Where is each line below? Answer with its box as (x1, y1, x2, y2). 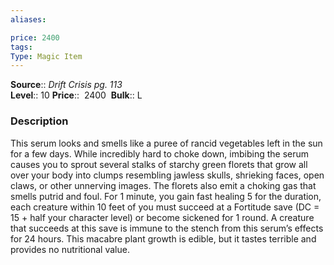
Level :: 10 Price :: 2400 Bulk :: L (10, 89, 143, 101)
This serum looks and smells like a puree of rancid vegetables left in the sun (10, 137, 323, 149)
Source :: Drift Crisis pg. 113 (10, 79, 123, 91)
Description (10, 114, 69, 128)
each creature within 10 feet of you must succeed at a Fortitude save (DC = (10, 201, 320, 213)
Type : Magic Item (10, 51, 83, 61)
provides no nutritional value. (10, 243, 130, 255)
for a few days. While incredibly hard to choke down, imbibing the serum (10, 147, 310, 160)
